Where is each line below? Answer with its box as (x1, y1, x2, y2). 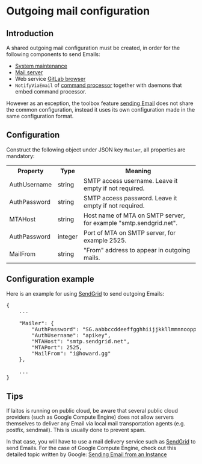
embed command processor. (14, 88, 87, 95)
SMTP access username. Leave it (83, 176, 178, 185)
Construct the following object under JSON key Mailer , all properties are (6, 146, 186, 153)
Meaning (125, 167, 151, 175)
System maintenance (14, 62, 67, 69)
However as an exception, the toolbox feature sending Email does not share (6, 100, 194, 107)
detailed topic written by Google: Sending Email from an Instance (6, 451, 167, 458)
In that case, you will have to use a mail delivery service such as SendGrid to (6, 438, 196, 445)
